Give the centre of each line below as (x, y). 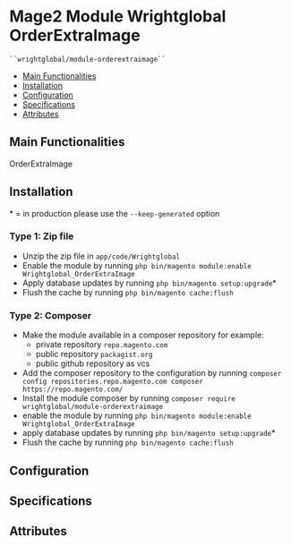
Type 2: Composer (51, 315)
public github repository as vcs (93, 363)
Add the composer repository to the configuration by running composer (152, 373)
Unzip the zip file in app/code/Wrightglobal (101, 256)
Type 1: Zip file (42, 236)
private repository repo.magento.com (102, 345)
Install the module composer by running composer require (128, 398)
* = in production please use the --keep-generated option (115, 213)
